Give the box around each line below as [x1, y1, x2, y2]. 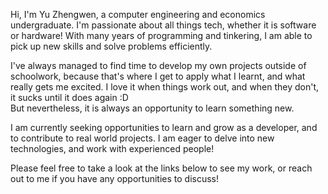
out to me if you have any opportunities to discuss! [10, 173, 220, 184]
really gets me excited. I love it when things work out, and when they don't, [10, 81, 320, 93]
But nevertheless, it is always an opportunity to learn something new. [10, 102, 295, 114]
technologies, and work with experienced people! [10, 143, 215, 154]
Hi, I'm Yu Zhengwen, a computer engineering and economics [10, 9, 266, 20]
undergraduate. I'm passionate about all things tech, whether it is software [10, 19, 317, 31]
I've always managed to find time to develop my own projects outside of [10, 60, 307, 71]
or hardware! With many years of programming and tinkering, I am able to [10, 30, 313, 41]
